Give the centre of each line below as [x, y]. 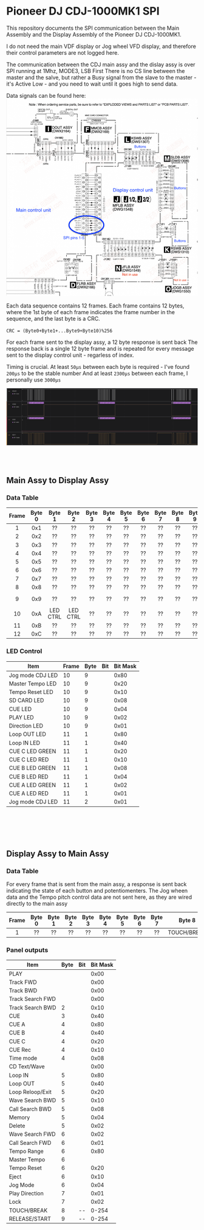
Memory [19, 1117]
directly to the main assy [37, 904]
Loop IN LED [25, 743]
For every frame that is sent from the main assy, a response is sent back [97, 884]
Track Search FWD [32, 999]
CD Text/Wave [27, 1067]
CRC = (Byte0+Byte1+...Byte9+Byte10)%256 [59, 331]
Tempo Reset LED [31, 692]
